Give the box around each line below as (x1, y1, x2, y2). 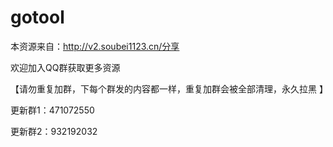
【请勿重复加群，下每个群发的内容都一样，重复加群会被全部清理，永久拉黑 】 (10, 82, 328, 95)
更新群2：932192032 (10, 125, 98, 137)
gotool (10, 6, 65, 29)
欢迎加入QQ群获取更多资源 (10, 61, 121, 73)
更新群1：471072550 (10, 104, 95, 116)
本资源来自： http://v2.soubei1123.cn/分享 (10, 40, 180, 52)
